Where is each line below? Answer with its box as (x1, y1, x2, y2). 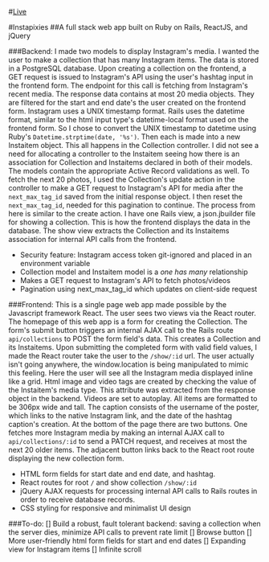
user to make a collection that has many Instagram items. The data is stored (8, 55, 259, 64)
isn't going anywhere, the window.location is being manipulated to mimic (8, 359, 249, 369)
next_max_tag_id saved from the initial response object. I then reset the (8, 192, 243, 201)
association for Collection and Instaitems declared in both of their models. (8, 158, 253, 167)
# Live (8, 7, 26, 16)
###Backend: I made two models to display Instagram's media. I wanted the (8, 47, 259, 55)
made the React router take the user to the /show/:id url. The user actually (8, 351, 255, 360)
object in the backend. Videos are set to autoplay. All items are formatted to (8, 394, 258, 403)
